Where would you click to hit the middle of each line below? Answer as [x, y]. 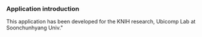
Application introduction [43, 9]
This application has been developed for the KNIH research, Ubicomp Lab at [101, 22]
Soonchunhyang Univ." [35, 28]
